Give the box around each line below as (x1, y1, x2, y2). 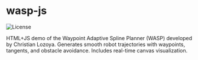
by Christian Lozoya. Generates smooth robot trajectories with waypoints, (6, 41, 185, 48)
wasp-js (6, 4, 47, 17)
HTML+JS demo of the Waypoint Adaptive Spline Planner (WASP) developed (6, 34, 193, 41)
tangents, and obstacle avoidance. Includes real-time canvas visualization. (6, 47, 188, 54)
